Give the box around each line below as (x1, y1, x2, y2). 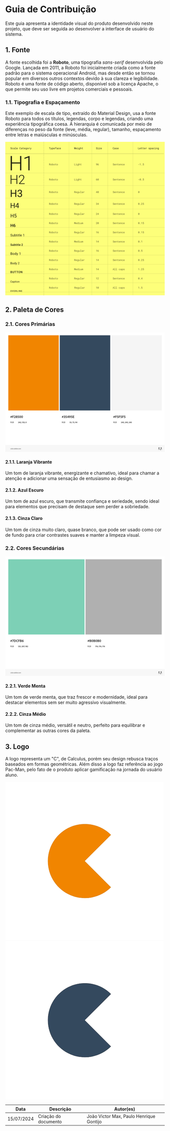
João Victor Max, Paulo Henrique (87, 1113, 156, 1119)
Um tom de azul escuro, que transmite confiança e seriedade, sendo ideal (5, 498, 159, 504)
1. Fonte (5, 46, 30, 54)
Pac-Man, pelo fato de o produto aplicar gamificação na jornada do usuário (5, 766, 162, 773)
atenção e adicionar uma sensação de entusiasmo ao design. (5, 475, 133, 481)
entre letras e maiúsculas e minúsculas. (5, 132, 88, 138)
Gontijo (87, 1118, 102, 1124)
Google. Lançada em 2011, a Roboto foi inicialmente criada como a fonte (5, 64, 156, 70)
